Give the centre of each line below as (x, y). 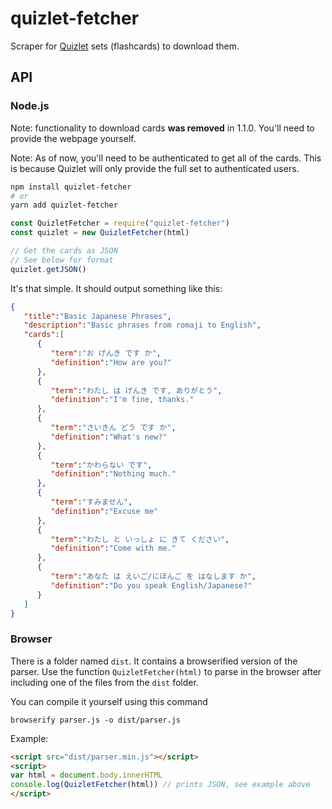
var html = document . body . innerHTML (86, 775)
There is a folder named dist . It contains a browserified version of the (154, 661)
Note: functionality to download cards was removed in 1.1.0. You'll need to (162, 128)
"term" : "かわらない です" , (101, 465)
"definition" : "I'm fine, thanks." (122, 400)
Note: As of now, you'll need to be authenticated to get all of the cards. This (166, 158)
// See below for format (62, 260)
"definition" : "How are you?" (111, 362)
